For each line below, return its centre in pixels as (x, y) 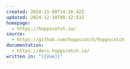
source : (16, 34)
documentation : (25, 46)
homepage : (19, 23)
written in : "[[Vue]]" (34, 56)
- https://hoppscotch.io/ (44, 28)
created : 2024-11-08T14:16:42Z (45, 12)
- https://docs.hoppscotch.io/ (51, 51)
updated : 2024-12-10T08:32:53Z (45, 17)
